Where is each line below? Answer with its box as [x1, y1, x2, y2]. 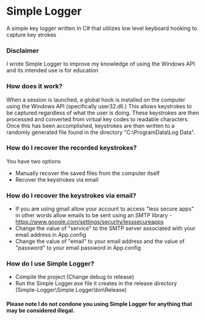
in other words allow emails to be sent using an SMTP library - [15, 212, 173, 219]
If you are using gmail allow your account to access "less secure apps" [15, 205, 195, 212]
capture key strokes [6, 31, 56, 38]
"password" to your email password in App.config [15, 244, 141, 251]
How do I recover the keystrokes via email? [6, 191, 136, 199]
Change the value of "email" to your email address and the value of [15, 237, 185, 245]
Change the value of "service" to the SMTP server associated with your [15, 225, 196, 232]
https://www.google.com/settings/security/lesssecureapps [15, 218, 164, 226]
